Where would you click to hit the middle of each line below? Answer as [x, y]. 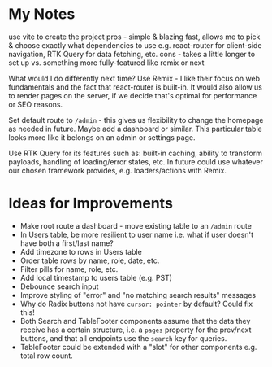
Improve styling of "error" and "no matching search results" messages [138, 295]
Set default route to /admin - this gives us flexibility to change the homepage [136, 120]
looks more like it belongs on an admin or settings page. [102, 137]
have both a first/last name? [67, 243]
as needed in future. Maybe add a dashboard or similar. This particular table [135, 129]
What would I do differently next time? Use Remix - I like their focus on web [134, 78]
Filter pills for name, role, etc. [69, 269]
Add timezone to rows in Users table [81, 251]
